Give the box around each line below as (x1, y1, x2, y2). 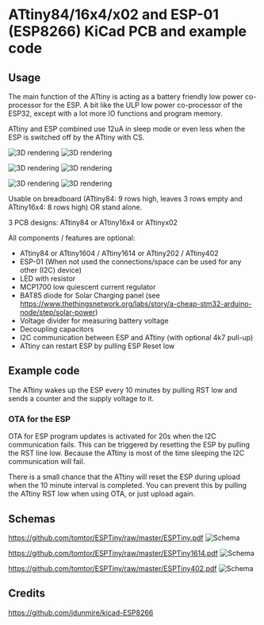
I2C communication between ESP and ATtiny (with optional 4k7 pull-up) (19, 333, 254, 342)
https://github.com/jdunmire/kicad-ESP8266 (8, 608, 154, 617)
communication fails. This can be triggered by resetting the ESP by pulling (8, 440, 251, 450)
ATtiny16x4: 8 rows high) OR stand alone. (8, 202, 143, 212)
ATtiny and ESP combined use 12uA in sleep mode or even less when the (8, 125, 246, 133)
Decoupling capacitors (19, 324, 94, 334)
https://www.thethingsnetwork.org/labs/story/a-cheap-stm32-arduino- (19, 299, 252, 309)
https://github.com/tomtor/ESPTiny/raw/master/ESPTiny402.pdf (8, 563, 217, 573)
